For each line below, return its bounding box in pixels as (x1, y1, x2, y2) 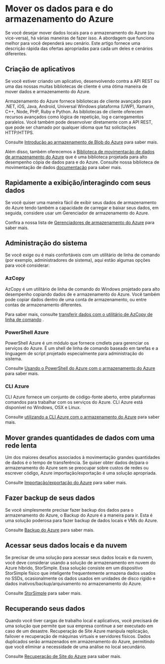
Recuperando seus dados (5, 604, 85, 613)
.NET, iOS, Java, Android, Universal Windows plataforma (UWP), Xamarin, (5, 103, 155, 109)
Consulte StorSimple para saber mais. (5, 590, 82, 596)
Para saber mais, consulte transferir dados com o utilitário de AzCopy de (5, 311, 153, 317)
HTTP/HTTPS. (5, 129, 34, 136)
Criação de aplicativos (5, 65, 75, 73)
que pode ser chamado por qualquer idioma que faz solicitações (5, 124, 136, 130)
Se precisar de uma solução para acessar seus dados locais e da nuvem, (5, 554, 154, 560)
